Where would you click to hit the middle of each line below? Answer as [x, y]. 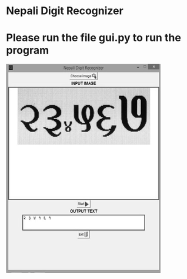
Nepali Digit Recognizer [65, 11]
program [28, 50]
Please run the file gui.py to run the [93, 38]
